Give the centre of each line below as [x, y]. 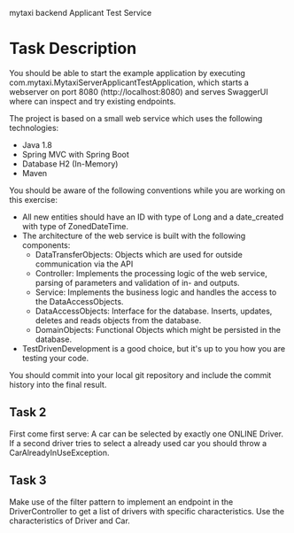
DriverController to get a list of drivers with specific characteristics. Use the [147, 511]
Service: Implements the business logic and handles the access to [156, 292]
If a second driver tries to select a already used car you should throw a [138, 443]
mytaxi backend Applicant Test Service [81, 13]
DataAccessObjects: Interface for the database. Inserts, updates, [154, 311]
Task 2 [28, 412]
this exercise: [33, 199]
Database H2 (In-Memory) [70, 164]
